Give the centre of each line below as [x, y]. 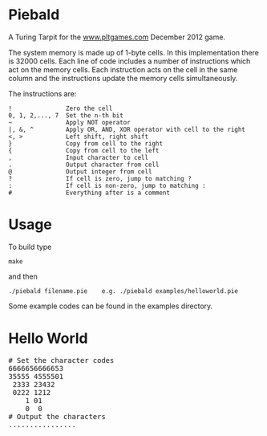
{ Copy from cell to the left [84, 150]
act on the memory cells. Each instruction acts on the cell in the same [123, 69]
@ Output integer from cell [80, 171]
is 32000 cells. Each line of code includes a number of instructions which [129, 61]
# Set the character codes [61, 360]
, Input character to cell [79, 157]
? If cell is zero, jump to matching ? [100, 178]
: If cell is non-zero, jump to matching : [107, 185]
